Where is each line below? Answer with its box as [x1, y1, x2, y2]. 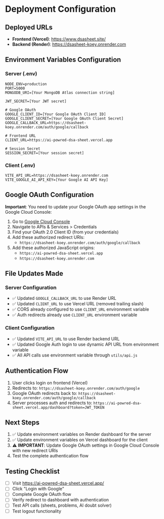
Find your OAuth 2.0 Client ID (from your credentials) [12, 229, 119, 235]
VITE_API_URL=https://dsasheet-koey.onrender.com [5, 173, 109, 178]
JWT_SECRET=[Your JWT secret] [5, 98, 67, 104]
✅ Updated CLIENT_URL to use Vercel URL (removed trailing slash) [12, 301, 144, 307]
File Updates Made [5, 269, 64, 278]
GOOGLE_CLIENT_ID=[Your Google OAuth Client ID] [5, 112, 106, 117]
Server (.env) [5, 70, 38, 77]
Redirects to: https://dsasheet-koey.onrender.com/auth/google [12, 385, 140, 391]
